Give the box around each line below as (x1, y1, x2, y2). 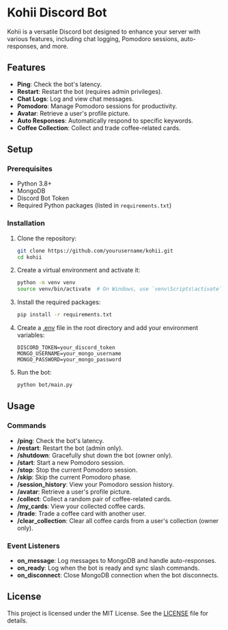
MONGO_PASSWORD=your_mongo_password (16, 356, 122, 364)
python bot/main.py (16, 381, 73, 388)
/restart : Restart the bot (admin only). (16, 444, 124, 452)
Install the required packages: (16, 298, 101, 306)
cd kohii (16, 253, 42, 261)
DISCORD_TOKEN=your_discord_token (16, 344, 115, 351)
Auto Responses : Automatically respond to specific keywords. (16, 116, 193, 125)
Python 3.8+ (16, 179, 53, 188)
